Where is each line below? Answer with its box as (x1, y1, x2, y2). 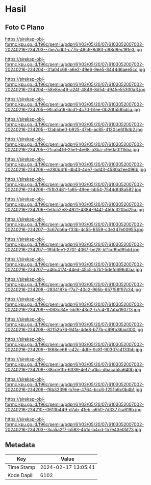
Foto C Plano (5, 23, 45, 32)
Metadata (5, 441, 35, 449)
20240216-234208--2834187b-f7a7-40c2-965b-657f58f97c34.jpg (5, 287, 141, 292)
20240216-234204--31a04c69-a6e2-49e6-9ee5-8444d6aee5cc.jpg (5, 66, 146, 72)
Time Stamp (7, 464, 36, 471)
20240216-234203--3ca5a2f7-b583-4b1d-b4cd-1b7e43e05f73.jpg (5, 427, 141, 432)
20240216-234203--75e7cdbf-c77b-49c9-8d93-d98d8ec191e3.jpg (5, 47, 142, 52)
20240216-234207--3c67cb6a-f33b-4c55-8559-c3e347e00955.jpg (5, 226, 144, 232)
